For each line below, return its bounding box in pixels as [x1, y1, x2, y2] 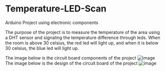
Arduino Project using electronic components [5, 19, 98, 25]
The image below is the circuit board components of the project [5, 54, 136, 60]
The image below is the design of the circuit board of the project [5, 60, 138, 66]
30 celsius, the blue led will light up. [5, 45, 79, 51]
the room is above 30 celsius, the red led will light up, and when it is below [5, 39, 158, 45]
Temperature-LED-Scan [5, 3, 106, 14]
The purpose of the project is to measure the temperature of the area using [5, 29, 160, 35]
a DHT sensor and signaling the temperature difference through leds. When [5, 34, 160, 40]
